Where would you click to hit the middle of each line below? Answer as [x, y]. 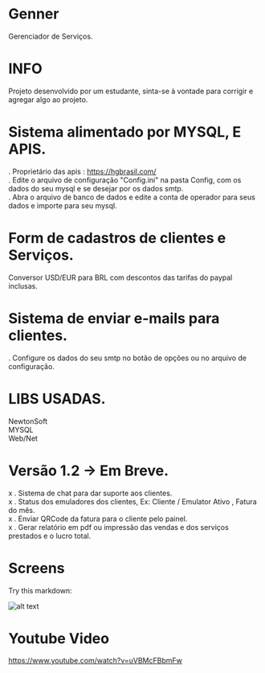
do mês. [22, 510]
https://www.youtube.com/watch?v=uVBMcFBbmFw [95, 661]
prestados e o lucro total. [50, 536]
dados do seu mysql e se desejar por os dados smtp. [96, 188]
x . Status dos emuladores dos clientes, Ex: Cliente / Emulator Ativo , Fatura [132, 501]
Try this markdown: [40, 590]
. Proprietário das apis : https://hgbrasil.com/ [82, 171]
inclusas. [23, 285]
